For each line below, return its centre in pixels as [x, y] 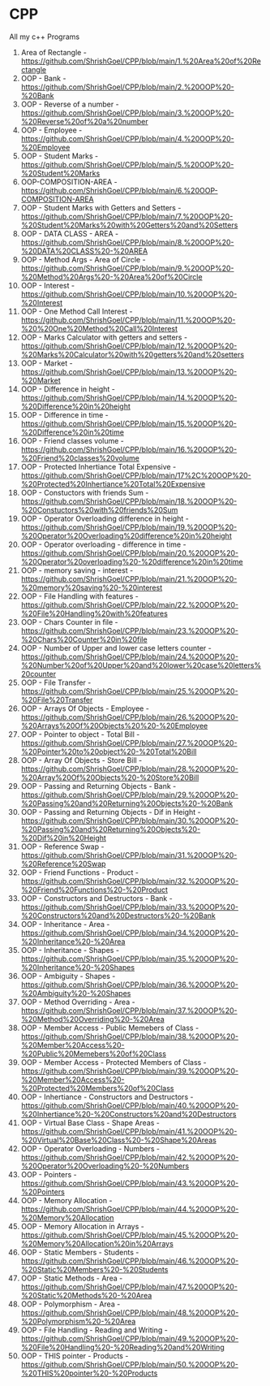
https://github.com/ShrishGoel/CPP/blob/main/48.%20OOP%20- [130, 1312]
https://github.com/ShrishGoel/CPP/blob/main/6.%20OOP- [119, 190]
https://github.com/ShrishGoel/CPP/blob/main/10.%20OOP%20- [129, 294]
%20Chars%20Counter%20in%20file [84, 639]
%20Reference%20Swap [63, 864]
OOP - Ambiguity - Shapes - [68, 976]
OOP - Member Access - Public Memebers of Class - [110, 1028]
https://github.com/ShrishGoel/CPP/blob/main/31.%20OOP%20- [129, 855]
